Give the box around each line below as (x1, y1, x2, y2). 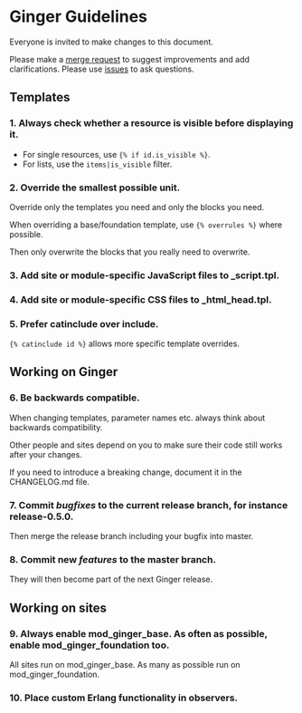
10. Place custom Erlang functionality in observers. (9, 691, 238, 704)
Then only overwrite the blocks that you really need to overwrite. (9, 246, 250, 257)
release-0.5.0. (9, 510, 74, 523)
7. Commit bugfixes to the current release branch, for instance (9, 498, 288, 511)
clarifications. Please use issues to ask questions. (9, 63, 194, 74)
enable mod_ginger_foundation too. (9, 639, 170, 651)
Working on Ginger (9, 364, 118, 380)
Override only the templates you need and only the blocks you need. (9, 201, 265, 212)
